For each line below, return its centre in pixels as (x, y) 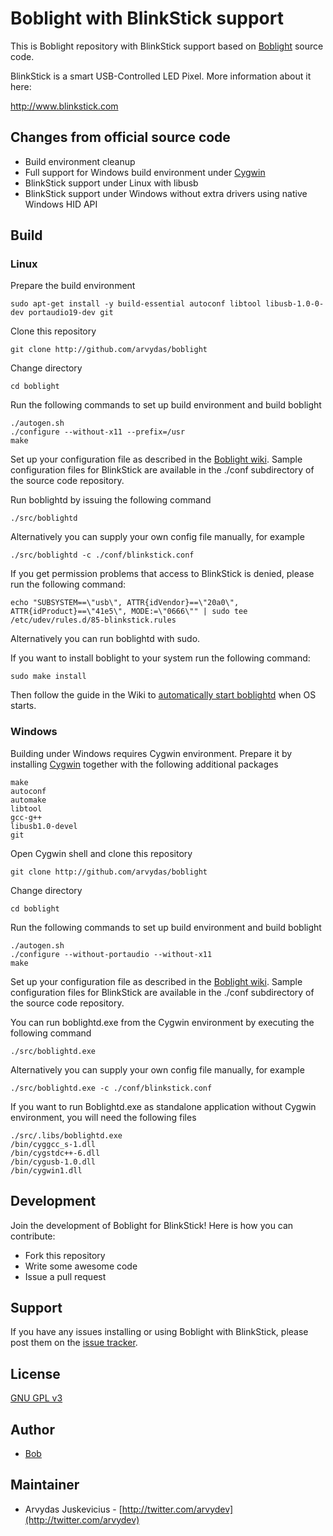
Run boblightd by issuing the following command (111, 500)
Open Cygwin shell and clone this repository (101, 853)
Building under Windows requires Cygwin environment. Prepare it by (151, 753)
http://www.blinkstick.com (64, 106)
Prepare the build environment (73, 286)
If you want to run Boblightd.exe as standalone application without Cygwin (163, 1106)
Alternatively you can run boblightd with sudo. (105, 639)
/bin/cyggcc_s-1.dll (53, 1144)
